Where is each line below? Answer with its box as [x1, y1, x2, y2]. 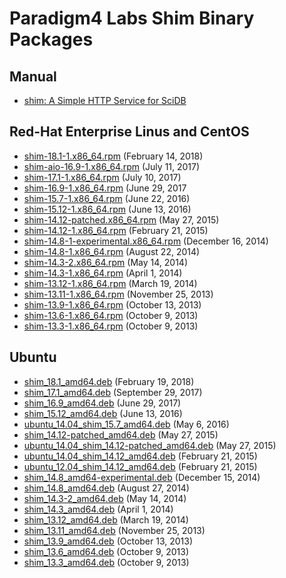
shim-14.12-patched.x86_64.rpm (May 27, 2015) [23, 213, 220, 226]
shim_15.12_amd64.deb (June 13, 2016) [23, 407, 183, 419]
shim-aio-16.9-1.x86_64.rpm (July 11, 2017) [23, 160, 201, 172]
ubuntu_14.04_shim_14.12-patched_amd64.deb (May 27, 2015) [23, 439, 277, 451]
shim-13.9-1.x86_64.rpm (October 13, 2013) [23, 298, 202, 311]
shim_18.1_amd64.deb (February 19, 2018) [23, 375, 195, 387]
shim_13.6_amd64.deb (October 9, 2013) [23, 545, 190, 557]
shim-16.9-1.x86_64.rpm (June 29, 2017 [23, 182, 187, 194]
